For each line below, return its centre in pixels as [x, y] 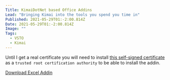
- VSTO [17, 38]
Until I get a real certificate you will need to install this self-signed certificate [85, 57]
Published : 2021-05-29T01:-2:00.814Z [45, 19]
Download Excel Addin [29, 72]
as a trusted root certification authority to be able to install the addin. [83, 63]
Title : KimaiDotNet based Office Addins [49, 10]
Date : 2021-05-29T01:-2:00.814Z [39, 24]
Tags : [11, 33]
